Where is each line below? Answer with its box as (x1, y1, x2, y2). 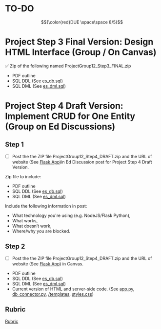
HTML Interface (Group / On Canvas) (5, 47, 157, 58)
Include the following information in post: (5, 203, 87, 209)
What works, (12, 217, 38, 223)
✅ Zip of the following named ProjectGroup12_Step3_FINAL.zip (5, 63, 131, 69)
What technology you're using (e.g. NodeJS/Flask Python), (12, 212, 131, 218)
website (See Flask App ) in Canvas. (12, 260, 84, 267)
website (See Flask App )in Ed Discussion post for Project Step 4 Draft (12, 159, 152, 164)
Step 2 (5, 242, 25, 251)
